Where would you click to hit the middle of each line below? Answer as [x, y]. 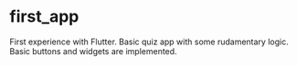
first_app [44, 17]
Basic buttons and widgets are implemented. [93, 51]
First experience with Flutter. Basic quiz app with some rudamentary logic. [149, 42]
